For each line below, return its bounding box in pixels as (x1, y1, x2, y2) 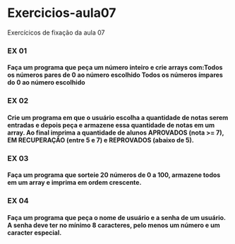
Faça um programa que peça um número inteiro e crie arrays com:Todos (7, 63, 223, 72)
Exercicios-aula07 (7, 5, 116, 21)
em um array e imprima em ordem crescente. (7, 178, 142, 187)
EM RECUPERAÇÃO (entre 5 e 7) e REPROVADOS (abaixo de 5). (7, 135, 194, 144)
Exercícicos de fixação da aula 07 (7, 28, 105, 37)
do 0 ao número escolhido (7, 78, 86, 87)
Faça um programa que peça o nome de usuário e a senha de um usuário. (7, 214, 226, 221)
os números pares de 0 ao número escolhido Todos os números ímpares (7, 71, 224, 79)
